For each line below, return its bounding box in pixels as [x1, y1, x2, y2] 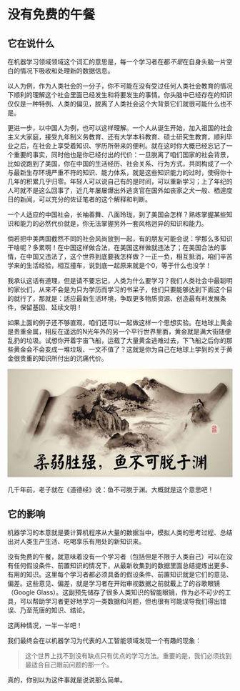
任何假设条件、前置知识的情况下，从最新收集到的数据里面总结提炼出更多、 [13, 562, 233, 570]
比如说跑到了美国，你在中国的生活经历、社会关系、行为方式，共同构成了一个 [7, 159, 233, 168]
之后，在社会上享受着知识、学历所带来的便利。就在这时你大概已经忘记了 [13, 141, 226, 150]
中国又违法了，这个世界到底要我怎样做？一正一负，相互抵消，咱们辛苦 [26, 252, 233, 261]
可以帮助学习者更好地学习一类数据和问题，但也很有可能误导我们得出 [19, 597, 220, 606]
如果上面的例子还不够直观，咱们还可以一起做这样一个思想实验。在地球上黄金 [7, 319, 233, 327]
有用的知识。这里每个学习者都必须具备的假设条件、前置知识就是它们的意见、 [7, 570, 233, 579]
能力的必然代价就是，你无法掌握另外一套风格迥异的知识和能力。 [19, 219, 208, 227]
